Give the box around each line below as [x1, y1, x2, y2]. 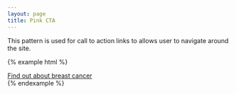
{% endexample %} [7, 78, 65, 87]
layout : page [7, 10, 46, 18]
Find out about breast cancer [7, 71, 92, 80]
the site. [7, 44, 31, 52]
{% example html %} [7, 57, 68, 66]
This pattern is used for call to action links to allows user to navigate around [7, 36, 229, 45]
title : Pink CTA [7, 17, 55, 24]
